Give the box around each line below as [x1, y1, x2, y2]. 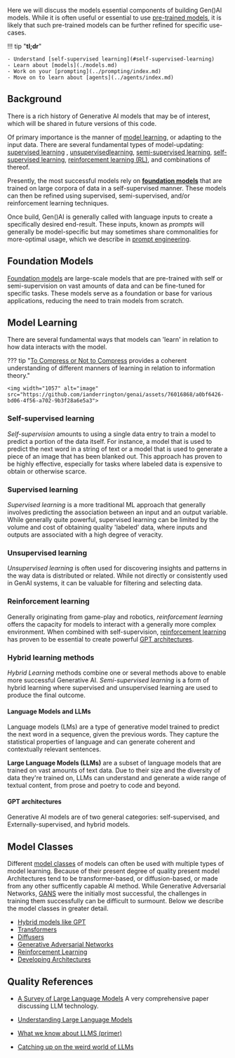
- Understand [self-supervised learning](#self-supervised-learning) [7, 56, 215, 63]
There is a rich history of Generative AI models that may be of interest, [7, 112, 210, 120]
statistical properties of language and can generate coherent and [7, 738, 195, 746]
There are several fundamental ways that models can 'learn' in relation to [7, 336, 219, 344]
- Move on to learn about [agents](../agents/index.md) [7, 74, 174, 81]
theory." [7, 371, 30, 380]
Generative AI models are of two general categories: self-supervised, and [7, 812, 220, 822]
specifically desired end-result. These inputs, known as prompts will [7, 219, 205, 228]
